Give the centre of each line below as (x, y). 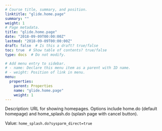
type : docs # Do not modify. (36, 55)
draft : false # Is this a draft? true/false (52, 46)
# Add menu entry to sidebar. (36, 64)
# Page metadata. (22, 28)
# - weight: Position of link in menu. (45, 73)
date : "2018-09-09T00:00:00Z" (36, 37)
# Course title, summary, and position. (46, 9)
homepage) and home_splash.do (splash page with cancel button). (72, 114)
